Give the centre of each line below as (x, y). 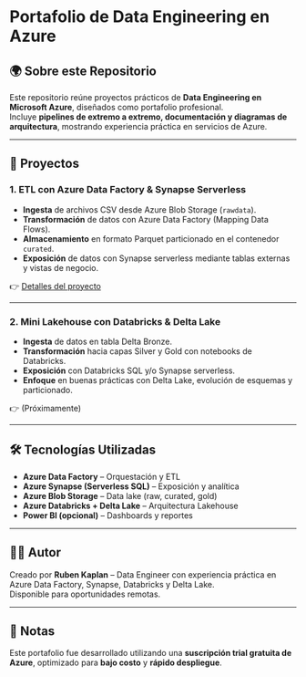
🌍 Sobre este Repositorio (83, 71)
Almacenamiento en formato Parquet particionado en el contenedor (151, 238)
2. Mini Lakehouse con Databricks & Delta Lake (115, 321)
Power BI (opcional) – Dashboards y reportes (107, 515)
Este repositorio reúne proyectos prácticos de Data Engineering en (136, 97)
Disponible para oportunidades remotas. (85, 594)
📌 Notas (32, 631)
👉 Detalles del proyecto (56, 286)
